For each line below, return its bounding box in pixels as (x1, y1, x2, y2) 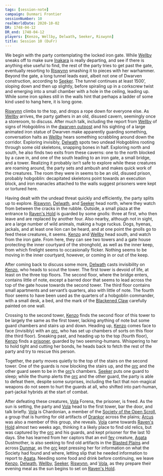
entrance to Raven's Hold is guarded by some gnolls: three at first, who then (5, 210, 158, 217)
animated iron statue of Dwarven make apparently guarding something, (5, 128, 147, 134)
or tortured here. (5, 185, 38, 191)
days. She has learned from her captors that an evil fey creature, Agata (5, 434, 147, 440)
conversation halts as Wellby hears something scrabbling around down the (5, 134, 154, 140)
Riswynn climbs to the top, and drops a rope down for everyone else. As (5, 108, 149, 114)
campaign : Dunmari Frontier (5, 12, 62, 17)
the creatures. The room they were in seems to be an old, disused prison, (5, 170, 151, 176)
